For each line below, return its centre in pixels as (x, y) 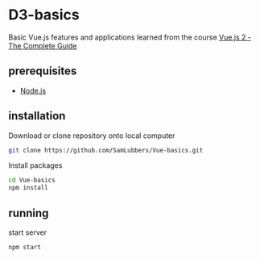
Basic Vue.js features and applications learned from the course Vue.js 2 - (130, 37)
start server (27, 232)
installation (37, 116)
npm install (28, 188)
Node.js (33, 90)
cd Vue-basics (32, 180)
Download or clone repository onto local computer (92, 136)
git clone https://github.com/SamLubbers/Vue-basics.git (106, 150)
